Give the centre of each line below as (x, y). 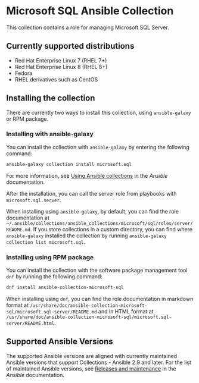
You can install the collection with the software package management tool (97, 270)
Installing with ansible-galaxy (50, 134)
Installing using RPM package (50, 257)
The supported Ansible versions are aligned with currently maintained (92, 356)
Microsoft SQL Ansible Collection (90, 11)
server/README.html (30, 323)
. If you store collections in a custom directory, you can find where (111, 229)
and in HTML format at (126, 311)
